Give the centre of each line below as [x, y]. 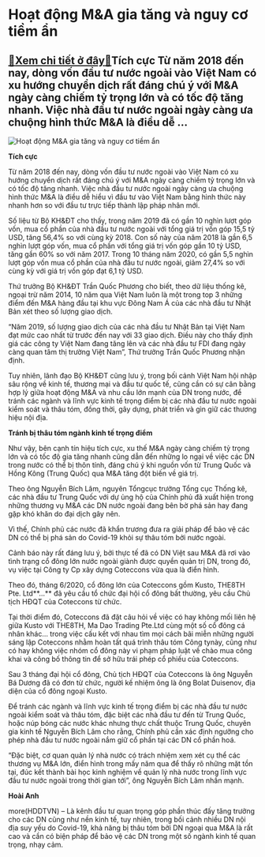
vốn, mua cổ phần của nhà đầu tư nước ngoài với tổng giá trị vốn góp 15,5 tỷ [131, 229]
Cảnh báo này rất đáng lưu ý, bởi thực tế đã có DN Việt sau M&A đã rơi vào [129, 553]
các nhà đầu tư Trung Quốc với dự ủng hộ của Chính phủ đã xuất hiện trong [131, 497]
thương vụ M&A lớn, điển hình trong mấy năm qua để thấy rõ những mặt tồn [131, 763]
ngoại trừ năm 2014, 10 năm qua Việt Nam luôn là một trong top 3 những [125, 295]
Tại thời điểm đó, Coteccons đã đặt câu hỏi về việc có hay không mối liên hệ [132, 617]
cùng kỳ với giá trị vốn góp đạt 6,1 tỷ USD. [76, 271]
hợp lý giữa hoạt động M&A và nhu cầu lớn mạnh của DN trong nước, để [125, 392]
